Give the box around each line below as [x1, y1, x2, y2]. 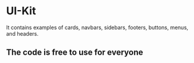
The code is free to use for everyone [6, 48, 143, 58]
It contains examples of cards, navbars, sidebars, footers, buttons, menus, [6, 24, 189, 31]
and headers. [6, 30, 39, 37]
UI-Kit [6, 4, 36, 18]
